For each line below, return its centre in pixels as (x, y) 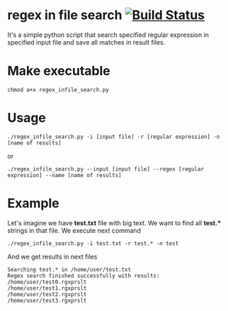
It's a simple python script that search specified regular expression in (108, 35)
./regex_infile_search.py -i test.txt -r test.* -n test (93, 243)
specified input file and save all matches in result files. (86, 42)
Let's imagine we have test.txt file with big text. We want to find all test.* (114, 222)
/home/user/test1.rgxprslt (47, 288)
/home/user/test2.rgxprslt (47, 294)
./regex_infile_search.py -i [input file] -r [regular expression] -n (114, 137)
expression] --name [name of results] (64, 175)
